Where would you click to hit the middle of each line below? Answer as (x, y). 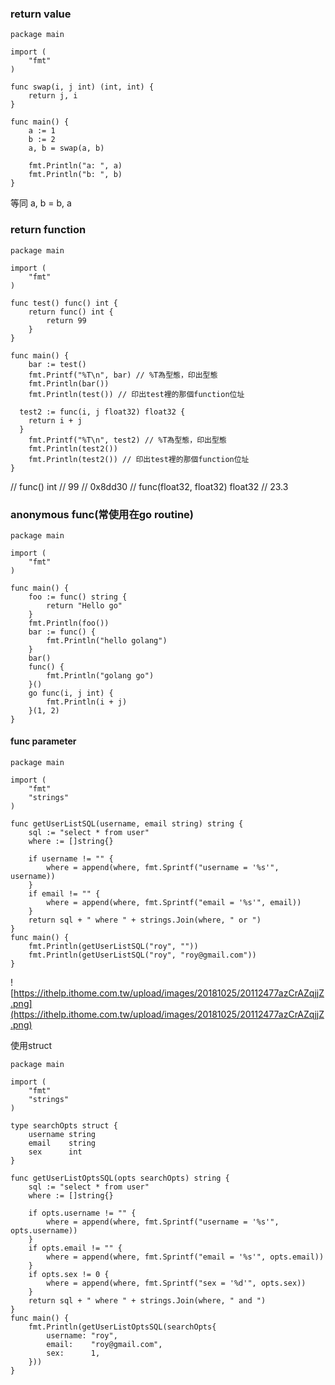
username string (62, 1135)
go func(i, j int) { (71, 693)
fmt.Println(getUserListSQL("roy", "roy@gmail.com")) (142, 955)
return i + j (55, 420)
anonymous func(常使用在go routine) (102, 514)
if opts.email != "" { (75, 1248)
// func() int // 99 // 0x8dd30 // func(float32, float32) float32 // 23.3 (149, 486)
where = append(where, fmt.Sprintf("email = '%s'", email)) (174, 903)
